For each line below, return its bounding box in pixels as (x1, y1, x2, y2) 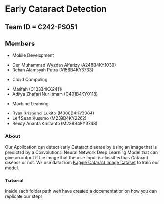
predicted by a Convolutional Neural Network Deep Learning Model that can (5, 149, 158, 155)
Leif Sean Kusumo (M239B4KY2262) (12, 115, 87, 121)
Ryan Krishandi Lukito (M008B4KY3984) (12, 110, 94, 116)
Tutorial (5, 177, 24, 184)
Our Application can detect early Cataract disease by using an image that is (5, 144, 157, 150)
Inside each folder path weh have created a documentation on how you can (5, 188, 157, 194)
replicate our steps (5, 193, 43, 199)
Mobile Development (12, 52, 54, 58)
